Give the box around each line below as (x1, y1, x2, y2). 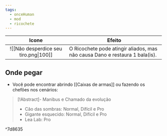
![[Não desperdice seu (9, 45, 62, 52)
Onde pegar (5, 68, 43, 77)
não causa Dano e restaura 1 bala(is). (69, 52, 157, 59)
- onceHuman (9, 12, 35, 17)
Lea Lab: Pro (24, 117, 51, 123)
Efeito (107, 37, 122, 44)
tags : (5, 7, 16, 12)
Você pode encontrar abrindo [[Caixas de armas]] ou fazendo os (12, 81, 145, 87)
